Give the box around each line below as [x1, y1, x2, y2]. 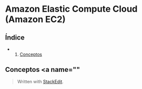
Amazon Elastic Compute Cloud [5, 3, 138, 15]
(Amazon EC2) [5, 14, 66, 25]
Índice [5, 33, 25, 42]
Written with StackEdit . [17, 78, 64, 84]
